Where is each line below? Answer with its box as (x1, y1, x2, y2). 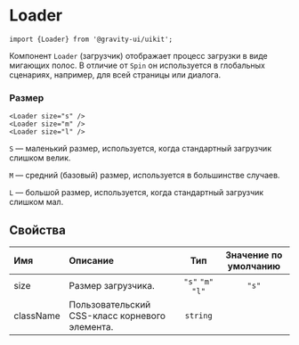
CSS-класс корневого (69, 309, 166, 322)
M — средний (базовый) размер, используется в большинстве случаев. (9, 170, 280, 181)
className (13, 309, 61, 322)
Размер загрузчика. (69, 280, 155, 292)
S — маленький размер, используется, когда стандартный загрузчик (9, 144, 272, 154)
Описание (69, 255, 114, 267)
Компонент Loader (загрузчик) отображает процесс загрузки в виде (9, 50, 269, 61)
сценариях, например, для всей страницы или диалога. (9, 69, 222, 80)
